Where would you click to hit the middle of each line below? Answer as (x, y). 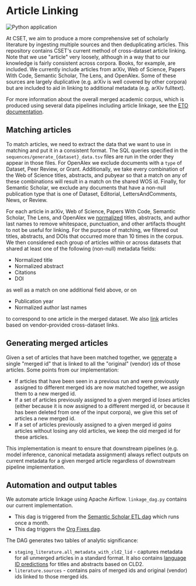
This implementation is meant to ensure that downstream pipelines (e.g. (92, 448)
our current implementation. (40, 505)
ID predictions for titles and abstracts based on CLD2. (79, 564)
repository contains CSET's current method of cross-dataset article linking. (96, 50)
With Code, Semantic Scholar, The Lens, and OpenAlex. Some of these (91, 75)
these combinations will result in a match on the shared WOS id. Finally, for (96, 181)
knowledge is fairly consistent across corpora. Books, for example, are (91, 63)
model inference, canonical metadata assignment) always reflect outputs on (97, 455)
